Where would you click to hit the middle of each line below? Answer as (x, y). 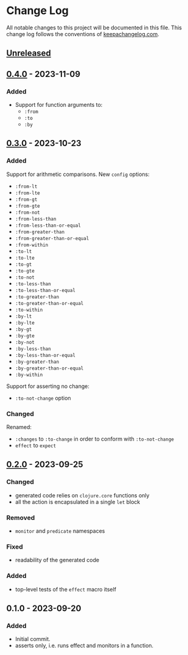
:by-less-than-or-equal (45, 355)
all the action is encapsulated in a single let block (78, 502)
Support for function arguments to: (59, 105)
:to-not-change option (43, 398)
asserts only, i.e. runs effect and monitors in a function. (84, 646)
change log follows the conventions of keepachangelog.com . (83, 34)
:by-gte (25, 336)
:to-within (29, 310)
